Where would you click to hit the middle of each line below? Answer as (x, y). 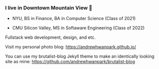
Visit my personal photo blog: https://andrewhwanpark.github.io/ (71, 47)
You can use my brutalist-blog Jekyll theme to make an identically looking (80, 56)
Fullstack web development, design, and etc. (50, 37)
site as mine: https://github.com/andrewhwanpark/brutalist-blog (70, 62)
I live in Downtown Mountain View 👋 (49, 8)
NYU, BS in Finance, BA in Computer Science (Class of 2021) (74, 19)
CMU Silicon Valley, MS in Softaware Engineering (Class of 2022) (78, 28)
